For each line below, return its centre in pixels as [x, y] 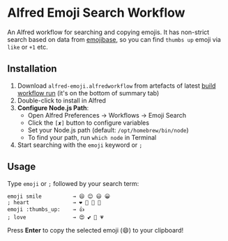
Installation [32, 69]
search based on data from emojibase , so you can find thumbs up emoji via [114, 39]
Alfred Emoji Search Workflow [96, 13]
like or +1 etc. [28, 47]
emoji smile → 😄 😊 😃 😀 [59, 196]
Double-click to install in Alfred [62, 100]
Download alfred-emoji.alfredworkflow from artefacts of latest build [116, 86]
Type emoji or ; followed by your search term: [73, 183]
